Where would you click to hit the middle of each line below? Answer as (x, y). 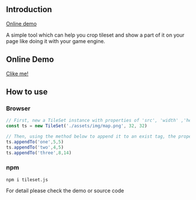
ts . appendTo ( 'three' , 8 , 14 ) (39, 153)
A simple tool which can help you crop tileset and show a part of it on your (95, 35)
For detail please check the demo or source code (65, 190)
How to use (27, 92)
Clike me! (17, 73)
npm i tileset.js (27, 180)
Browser (18, 108)
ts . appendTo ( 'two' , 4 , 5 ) (35, 147)
